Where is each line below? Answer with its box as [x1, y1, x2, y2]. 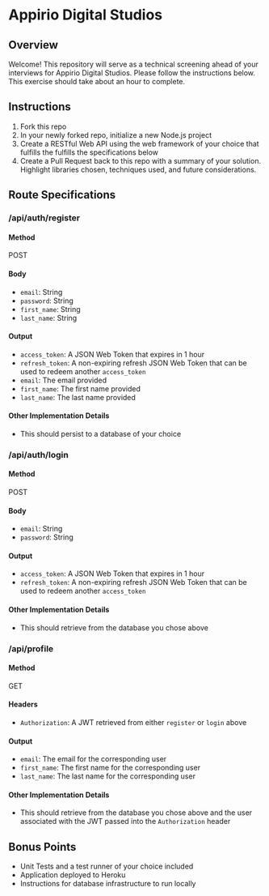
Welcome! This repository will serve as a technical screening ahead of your [8, 59, 258, 69]
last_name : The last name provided [19, 392, 136, 402]
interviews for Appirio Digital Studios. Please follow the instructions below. [8, 68, 256, 78]
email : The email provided [19, 375, 107, 385]
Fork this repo [19, 122, 67, 131]
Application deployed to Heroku [19, 870, 126, 880]
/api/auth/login [8, 449, 69, 460]
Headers [8, 699, 38, 710]
